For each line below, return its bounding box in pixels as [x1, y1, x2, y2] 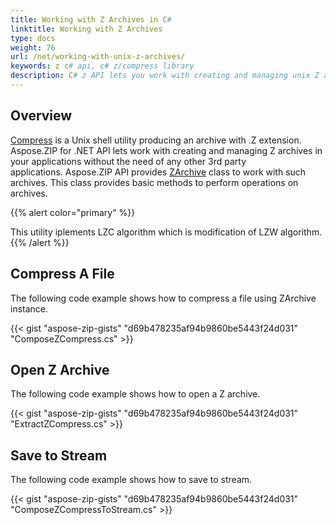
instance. [10, 302, 49, 315]
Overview [10, 107, 73, 125]
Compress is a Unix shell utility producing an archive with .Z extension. [10, 134, 302, 146]
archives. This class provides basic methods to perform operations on [10, 176, 299, 188]
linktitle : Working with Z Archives [10, 24, 163, 34]
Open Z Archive [10, 361, 110, 378]
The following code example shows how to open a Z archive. [10, 388, 261, 400]
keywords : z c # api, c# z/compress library [10, 61, 195, 71]
